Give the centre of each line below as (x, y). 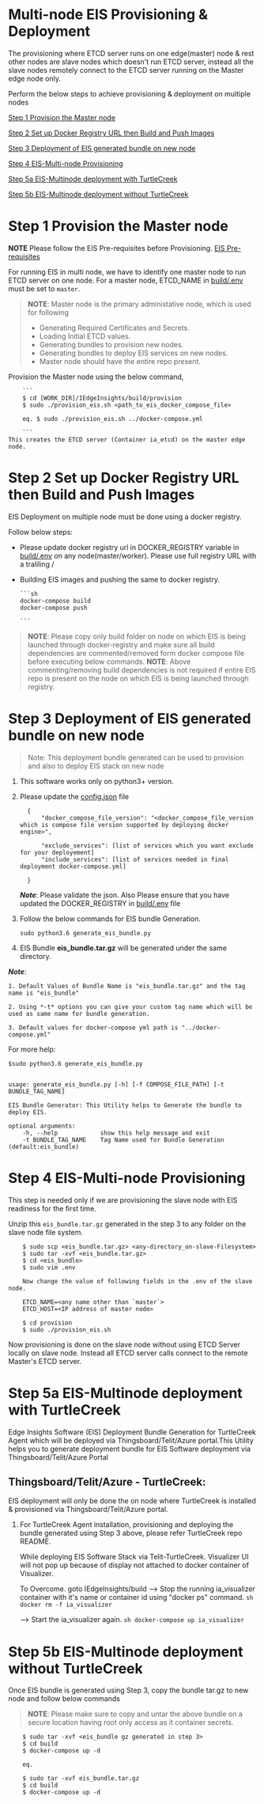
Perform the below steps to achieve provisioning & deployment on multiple (130, 93)
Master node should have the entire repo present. (120, 361)
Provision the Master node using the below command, (96, 377)
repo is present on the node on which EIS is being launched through (138, 678)
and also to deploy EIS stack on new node (96, 766)
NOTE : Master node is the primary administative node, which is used (139, 304)
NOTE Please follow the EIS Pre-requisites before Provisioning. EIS (117, 248)
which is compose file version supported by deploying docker (124, 824)
